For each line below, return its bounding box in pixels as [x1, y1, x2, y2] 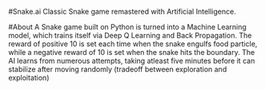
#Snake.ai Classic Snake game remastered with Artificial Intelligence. [8, 7, 236, 16]
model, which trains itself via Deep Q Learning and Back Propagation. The [8, 31, 252, 40]
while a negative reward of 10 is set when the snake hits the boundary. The [8, 48, 255, 57]
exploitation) [8, 73, 50, 82]
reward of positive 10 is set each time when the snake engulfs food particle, [8, 39, 258, 49]
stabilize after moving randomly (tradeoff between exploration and [8, 65, 227, 74]
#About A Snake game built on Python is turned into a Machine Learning [8, 22, 247, 31]
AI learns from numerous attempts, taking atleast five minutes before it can [8, 56, 255, 65]
